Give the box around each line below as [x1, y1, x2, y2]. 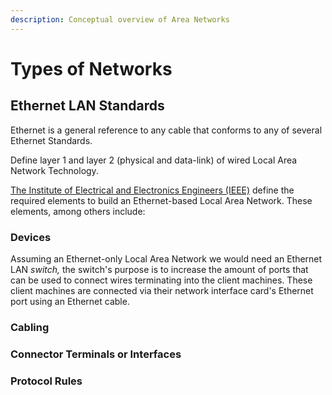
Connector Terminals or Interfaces [10, 347, 182, 361]
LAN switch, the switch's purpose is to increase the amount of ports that [10, 263, 309, 275]
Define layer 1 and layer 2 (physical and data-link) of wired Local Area [10, 154, 298, 166]
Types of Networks [10, 57, 173, 80]
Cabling [10, 320, 50, 334]
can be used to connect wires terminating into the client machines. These [10, 274, 313, 286]
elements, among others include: [10, 205, 146, 217]
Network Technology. [10, 164, 99, 176]
